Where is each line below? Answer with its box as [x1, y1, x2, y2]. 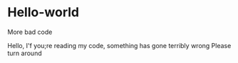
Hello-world [7, 4, 80, 21]
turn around [7, 49, 42, 57]
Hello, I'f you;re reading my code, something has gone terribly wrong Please [7, 41, 232, 50]
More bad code [7, 28, 53, 36]
